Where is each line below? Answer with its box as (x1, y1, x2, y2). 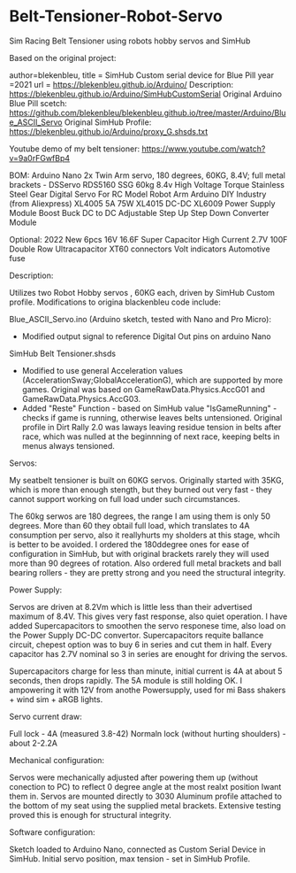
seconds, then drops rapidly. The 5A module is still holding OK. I (9, 675, 243, 685)
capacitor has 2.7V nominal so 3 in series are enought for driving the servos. (9, 648, 288, 659)
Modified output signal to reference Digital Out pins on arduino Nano (21, 330, 271, 342)
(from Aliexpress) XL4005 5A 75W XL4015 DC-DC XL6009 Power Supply (9, 197, 276, 209)
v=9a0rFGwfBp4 (9, 152, 71, 163)
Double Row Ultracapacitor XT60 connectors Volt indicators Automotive (9, 243, 271, 254)
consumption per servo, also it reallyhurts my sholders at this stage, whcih (9, 529, 280, 540)
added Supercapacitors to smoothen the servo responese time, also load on (9, 620, 286, 630)
